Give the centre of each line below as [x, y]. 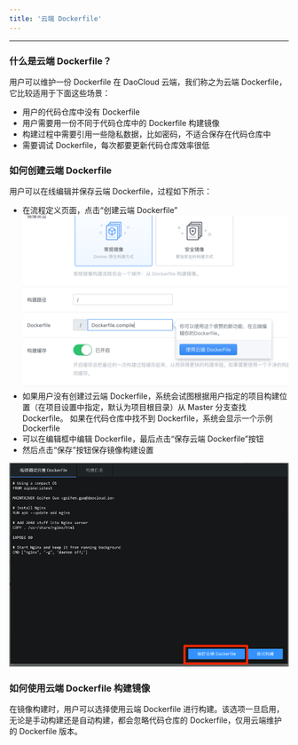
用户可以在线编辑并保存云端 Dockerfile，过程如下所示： [111, 192]
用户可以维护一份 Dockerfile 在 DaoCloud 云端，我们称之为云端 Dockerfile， [148, 82]
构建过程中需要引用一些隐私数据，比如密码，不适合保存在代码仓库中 [146, 134]
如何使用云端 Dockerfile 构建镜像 [80, 688]
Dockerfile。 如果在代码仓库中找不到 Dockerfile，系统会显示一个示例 [147, 418]
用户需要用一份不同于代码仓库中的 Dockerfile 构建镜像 [121, 123]
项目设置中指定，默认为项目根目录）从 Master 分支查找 [146, 407]
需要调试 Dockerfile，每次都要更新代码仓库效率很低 [116, 145]
